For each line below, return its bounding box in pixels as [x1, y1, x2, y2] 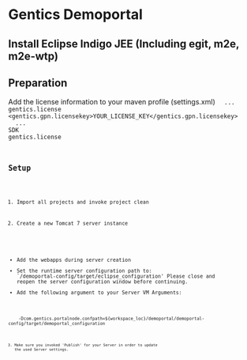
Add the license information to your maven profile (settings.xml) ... [8, 97, 235, 107]
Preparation [8, 76, 68, 89]
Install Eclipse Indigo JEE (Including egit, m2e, [8, 37, 239, 51]
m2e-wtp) [8, 49, 59, 63]
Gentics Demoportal [8, 6, 144, 24]
